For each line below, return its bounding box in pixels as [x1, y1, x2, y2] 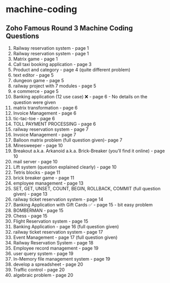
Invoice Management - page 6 [13, 110, 77, 116]
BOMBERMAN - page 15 [13, 207, 64, 214]
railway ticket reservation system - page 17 [13, 229, 103, 235]
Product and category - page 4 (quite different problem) [13, 67, 131, 73]
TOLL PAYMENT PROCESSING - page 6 [13, 121, 96, 127]
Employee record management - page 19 [13, 245, 98, 251]
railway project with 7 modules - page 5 [13, 83, 96, 89]
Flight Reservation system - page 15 [13, 218, 88, 224]
